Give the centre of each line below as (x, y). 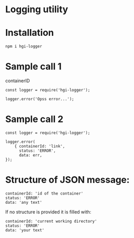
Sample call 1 (33, 67)
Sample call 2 (35, 119)
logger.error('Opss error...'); (40, 99)
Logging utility (37, 9)
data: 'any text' (24, 202)
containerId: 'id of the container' (44, 193)
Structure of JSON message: (68, 180)
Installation (30, 33)
